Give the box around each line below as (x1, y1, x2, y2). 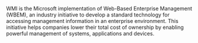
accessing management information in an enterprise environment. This (6, 18, 178, 24)
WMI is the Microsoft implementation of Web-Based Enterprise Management (6, 5, 193, 12)
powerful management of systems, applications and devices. (6, 30, 155, 37)
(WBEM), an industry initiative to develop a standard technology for (6, 11, 170, 18)
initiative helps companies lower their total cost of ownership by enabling (6, 24, 184, 31)
